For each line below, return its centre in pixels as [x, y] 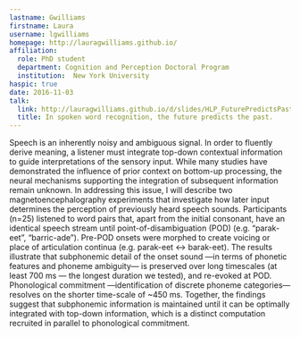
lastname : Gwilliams [48, 17]
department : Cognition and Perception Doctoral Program [123, 68]
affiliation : [33, 51]
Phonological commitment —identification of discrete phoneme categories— [150, 285]
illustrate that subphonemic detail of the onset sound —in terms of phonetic [148, 257]
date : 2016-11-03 [42, 92]
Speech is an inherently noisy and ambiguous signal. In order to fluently [141, 143]
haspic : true [33, 84]
